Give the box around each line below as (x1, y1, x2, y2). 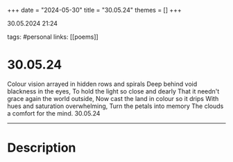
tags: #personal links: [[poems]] (7, 33, 98, 41)
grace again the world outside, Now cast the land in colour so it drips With (7, 94, 219, 102)
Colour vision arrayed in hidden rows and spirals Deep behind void (7, 80, 198, 88)
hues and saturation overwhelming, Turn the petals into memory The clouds (7, 102, 224, 110)
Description (7, 140, 76, 156)
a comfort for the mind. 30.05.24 (7, 109, 101, 117)
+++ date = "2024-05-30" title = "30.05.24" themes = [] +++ (7, 6, 182, 14)
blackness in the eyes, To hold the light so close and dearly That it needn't (7, 87, 220, 96)
